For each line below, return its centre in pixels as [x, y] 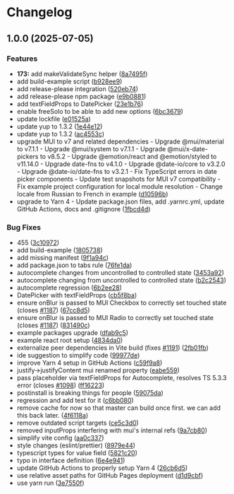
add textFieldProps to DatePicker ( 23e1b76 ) [80, 104]
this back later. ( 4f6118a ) [53, 416]
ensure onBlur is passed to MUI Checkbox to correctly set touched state [122, 303]
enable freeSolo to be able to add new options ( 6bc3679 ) [100, 111]
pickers [27, 156]
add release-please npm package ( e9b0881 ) [81, 96]
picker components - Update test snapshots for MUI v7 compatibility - [119, 179]
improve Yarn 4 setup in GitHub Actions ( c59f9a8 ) [90, 363]
